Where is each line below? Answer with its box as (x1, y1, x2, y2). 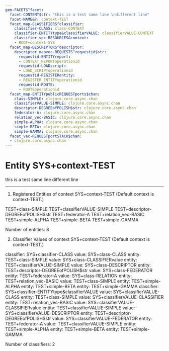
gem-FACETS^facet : (5, 7, 44, 13)
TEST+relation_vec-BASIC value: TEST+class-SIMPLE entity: (5, 278, 131, 284)
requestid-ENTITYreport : (18, 54, 71, 59)
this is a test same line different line (5, 177, 79, 183)
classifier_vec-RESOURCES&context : (14, 36, 89, 41)
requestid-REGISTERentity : (18, 73, 75, 78)
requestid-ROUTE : (18, 82, 55, 87)
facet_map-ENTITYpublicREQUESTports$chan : (10, 92, 100, 97)
